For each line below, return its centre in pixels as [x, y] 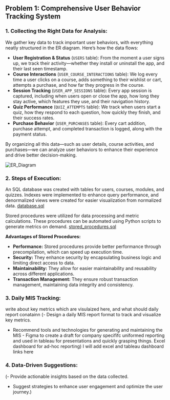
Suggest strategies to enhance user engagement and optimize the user [88, 386]
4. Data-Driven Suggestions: [41, 365]
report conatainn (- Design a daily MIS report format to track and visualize [83, 315]
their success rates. [34, 118]
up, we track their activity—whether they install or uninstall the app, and [89, 63]
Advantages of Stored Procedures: [43, 236]
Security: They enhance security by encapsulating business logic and [87, 257]
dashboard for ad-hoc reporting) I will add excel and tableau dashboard [88, 347]
